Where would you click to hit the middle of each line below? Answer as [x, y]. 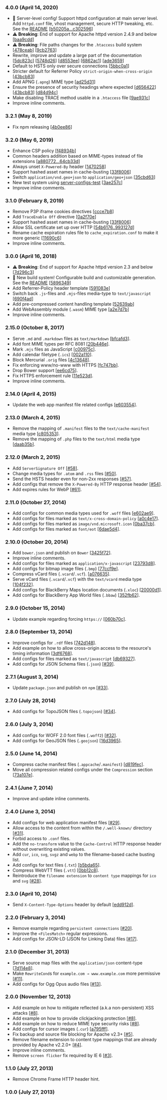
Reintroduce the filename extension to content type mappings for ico [84, 875]
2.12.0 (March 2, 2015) [33, 457]
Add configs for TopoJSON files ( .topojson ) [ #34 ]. [64, 712]
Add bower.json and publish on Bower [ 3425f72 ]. [62, 553]
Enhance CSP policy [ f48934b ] [44, 151]
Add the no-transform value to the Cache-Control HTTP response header [87, 844]
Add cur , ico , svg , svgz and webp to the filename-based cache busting [83, 854]
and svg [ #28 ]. [27, 881]
